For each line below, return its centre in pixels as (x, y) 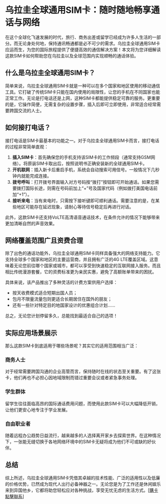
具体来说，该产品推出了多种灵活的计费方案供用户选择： (61, 282)
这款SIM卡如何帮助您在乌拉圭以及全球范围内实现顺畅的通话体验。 (72, 55)
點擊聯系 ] (15, 496)
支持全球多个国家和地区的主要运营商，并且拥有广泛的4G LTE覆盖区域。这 (80, 259)
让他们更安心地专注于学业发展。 (38, 409)
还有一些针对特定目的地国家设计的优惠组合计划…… (63, 305)
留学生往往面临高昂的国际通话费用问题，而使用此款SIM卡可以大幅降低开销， (83, 403)
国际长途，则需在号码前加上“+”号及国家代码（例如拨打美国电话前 (92, 188)
